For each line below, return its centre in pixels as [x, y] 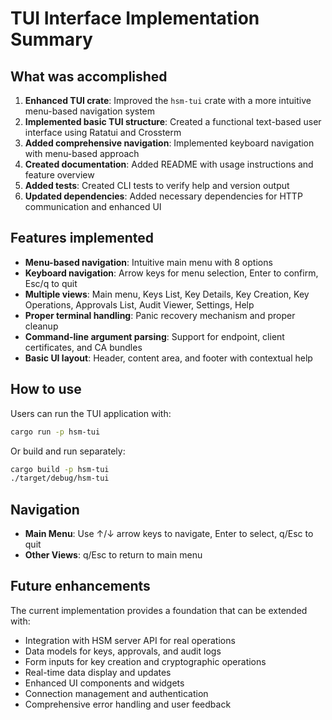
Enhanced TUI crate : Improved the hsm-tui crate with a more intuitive [168, 100]
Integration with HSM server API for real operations [130, 640]
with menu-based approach [82, 153]
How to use [46, 389]
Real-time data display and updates [98, 672]
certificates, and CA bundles [83, 347]
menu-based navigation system [90, 111]
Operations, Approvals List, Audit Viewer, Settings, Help [139, 304]
